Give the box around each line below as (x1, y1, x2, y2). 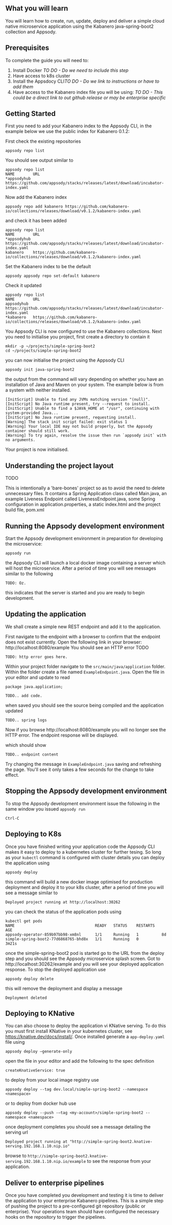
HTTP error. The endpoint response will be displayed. (5, 732, 119, 738)
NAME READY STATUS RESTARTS (5, 923, 155, 928)
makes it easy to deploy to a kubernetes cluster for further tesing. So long (5, 849, 162, 855)
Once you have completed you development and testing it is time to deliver (5, 1192, 164, 1198)
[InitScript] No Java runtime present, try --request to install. (5, 402, 150, 407)
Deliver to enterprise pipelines (5, 1178, 104, 1187)
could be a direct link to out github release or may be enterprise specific (12, 95, 166, 101)
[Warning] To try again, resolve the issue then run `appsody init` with (5, 433, 167, 438)
